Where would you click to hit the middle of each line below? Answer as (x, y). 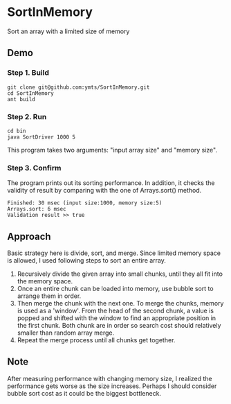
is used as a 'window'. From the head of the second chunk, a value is (115, 311)
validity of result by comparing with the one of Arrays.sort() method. (104, 191)
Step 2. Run (27, 116)
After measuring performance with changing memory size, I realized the (110, 378)
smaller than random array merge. (66, 333)
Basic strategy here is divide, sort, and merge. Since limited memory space (114, 253)
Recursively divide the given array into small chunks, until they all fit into (120, 274)
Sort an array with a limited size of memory (68, 31)
